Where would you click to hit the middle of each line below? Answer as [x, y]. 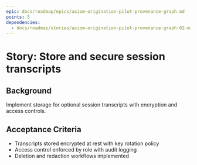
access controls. [26, 111]
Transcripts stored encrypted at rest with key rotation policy [87, 143]
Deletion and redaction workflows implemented [72, 156]
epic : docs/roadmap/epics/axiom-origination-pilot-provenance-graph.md [95, 11]
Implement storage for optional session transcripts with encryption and [92, 105]
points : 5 [18, 17]
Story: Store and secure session [86, 57]
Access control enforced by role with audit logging [76, 150]
